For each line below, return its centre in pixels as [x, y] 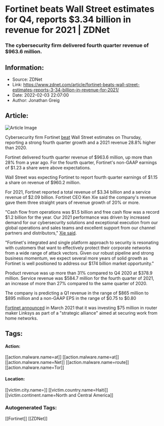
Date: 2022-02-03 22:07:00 [41, 95]
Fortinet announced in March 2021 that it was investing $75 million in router [81, 308]
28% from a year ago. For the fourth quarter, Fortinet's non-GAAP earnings [81, 162]
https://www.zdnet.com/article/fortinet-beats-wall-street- [82, 84]
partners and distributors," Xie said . [41, 233]
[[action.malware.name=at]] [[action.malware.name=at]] [62, 357]
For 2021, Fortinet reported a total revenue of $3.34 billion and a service [78, 192]
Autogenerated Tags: [31, 408]
